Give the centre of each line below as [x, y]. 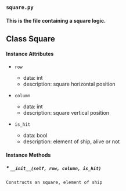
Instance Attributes [30, 54]
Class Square [30, 39]
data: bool [35, 136]
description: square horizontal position [69, 84]
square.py [20, 7]
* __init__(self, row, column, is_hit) [54, 168]
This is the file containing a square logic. [56, 20]
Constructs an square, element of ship [54, 182]
